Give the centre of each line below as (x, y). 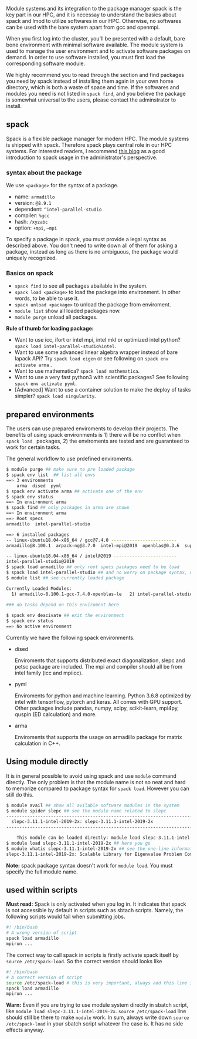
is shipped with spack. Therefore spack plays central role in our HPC (89, 145)
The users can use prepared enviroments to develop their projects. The (92, 429)
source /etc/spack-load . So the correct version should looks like (84, 961)
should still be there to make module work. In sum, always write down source (98, 1017)
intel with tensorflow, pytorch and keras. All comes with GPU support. (98, 701)
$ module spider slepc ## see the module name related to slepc (86, 811)
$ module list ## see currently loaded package (65, 578)
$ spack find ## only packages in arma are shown (68, 508)
